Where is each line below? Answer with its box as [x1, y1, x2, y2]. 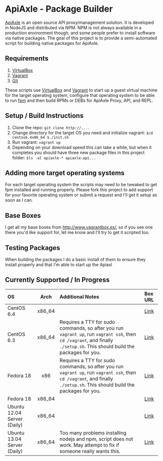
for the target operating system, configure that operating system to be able [5, 92, 155, 98]
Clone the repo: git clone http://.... [12, 124, 90, 130]
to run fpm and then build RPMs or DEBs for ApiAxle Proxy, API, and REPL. [5, 97, 154, 103]
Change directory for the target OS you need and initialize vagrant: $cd [12, 130, 153, 135]
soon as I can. [5, 197, 33, 203]
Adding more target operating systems [5, 169, 125, 177]
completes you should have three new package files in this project [12, 150, 145, 155]
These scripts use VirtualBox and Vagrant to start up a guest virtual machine [5, 87, 158, 93]
